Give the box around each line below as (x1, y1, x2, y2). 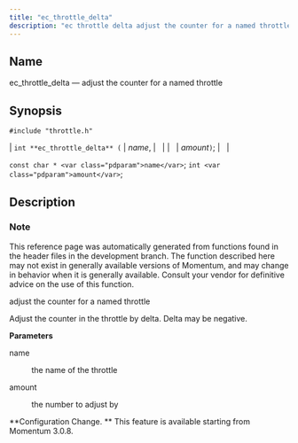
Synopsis (9, 103, 62, 118)
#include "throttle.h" (9, 127, 93, 136)
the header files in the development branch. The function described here (9, 250, 275, 261)
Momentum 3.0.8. (9, 425, 74, 436)
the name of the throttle (31, 364, 118, 375)
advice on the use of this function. (9, 278, 135, 289)
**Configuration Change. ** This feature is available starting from (9, 416, 251, 426)
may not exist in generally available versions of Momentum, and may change (9, 260, 289, 270)
